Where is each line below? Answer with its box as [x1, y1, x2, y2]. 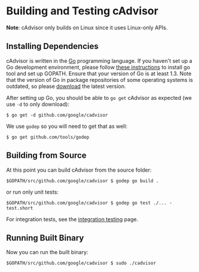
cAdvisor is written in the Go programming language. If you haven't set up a [6, 57, 192, 64]
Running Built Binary [6, 233, 84, 243]
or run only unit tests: [6, 188, 59, 195]
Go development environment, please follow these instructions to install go [6, 63, 190, 71]
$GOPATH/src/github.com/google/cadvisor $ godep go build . [6, 178, 160, 184]
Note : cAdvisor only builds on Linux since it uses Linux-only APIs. [6, 24, 168, 31]
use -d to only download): [6, 100, 70, 108]
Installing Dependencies [6, 41, 99, 51]
